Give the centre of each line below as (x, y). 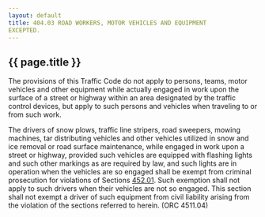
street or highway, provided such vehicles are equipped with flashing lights (131, 155)
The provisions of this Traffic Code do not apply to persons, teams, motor (128, 81)
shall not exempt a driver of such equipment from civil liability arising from (129, 197)
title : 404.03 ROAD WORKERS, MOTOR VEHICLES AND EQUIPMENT (108, 23)
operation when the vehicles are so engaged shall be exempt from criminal (130, 172)
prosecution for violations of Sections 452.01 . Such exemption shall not (124, 180)
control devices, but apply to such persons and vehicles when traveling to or (133, 107)
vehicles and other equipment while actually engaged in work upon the (124, 90)
